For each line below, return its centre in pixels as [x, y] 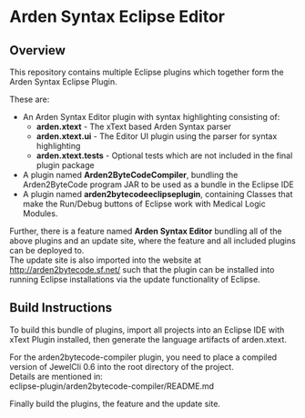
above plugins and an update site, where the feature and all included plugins [152, 241]
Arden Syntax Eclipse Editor [117, 17]
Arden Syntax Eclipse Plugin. [63, 82]
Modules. [40, 214]
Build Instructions [61, 308]
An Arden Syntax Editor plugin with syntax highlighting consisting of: [151, 117]
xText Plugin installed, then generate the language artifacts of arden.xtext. [148, 339]
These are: [30, 99]
